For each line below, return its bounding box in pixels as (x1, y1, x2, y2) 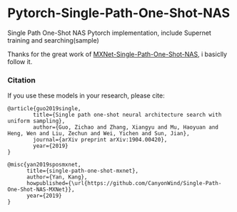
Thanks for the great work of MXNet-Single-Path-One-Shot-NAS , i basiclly (7, 50, 227, 58)
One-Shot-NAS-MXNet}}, (7, 186, 75, 194)
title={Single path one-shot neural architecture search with (33, 112, 222, 119)
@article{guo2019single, (7, 105, 81, 112)
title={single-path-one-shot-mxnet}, (26, 167, 139, 175)
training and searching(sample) (7, 36, 100, 44)
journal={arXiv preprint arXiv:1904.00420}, (33, 137, 168, 144)
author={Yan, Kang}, (26, 174, 88, 181)
